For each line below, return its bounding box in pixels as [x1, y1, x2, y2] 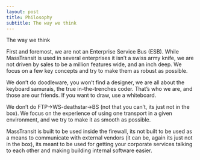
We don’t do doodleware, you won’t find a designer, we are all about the [6, 79, 185, 86]
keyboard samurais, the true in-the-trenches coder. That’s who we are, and [6, 85, 193, 93]
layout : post [6, 8, 39, 15]
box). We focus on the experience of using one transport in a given [6, 109, 173, 117]
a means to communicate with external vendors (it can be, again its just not [6, 134, 193, 141]
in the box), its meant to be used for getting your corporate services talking [6, 141, 193, 148]
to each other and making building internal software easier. [6, 147, 152, 154]
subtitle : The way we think [6, 20, 77, 26]
